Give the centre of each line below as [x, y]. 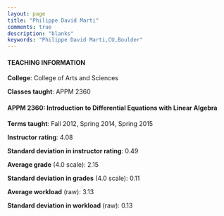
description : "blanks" [41, 33]
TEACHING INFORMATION [46, 62]
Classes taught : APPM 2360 [49, 91]
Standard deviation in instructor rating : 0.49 [73, 151]
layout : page [26, 14]
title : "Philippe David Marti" [53, 20]
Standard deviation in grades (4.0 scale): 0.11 [74, 178]
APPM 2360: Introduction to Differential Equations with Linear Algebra [112, 108]
